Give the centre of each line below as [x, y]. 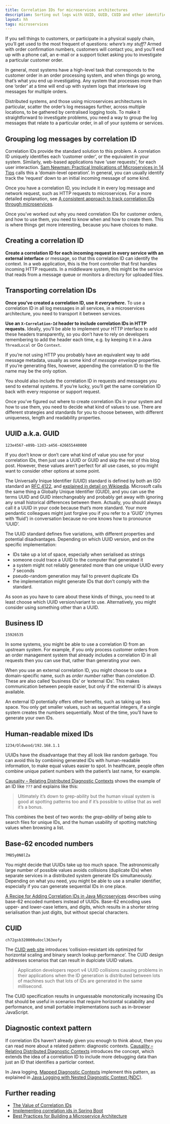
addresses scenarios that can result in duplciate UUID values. [69, 960]
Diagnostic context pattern [49, 1028]
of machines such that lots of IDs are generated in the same [80, 981]
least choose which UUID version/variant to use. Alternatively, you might [81, 602]
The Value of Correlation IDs [42, 1105]
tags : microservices [27, 24]
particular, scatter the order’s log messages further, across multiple [75, 107]
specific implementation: [31, 544]
